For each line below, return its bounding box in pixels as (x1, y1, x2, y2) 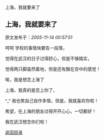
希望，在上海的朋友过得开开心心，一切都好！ (5, 108, 97, 114)
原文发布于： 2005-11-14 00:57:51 (5, 34, 73, 40)
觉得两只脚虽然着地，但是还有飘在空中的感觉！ (5, 66, 101, 72)
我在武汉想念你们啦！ (5, 119, 49, 125)
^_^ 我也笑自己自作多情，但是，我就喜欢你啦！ (5, 97, 99, 103)
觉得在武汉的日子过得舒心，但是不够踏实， (5, 55, 92, 61)
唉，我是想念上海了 (5, 76, 45, 82)
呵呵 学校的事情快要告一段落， (5, 45, 67, 51)
